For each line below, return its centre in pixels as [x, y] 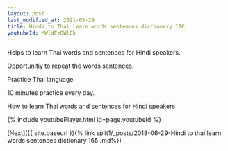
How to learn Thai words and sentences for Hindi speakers [91, 106]
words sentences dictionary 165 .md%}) [64, 141]
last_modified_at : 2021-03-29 [51, 20]
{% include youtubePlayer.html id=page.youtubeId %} [84, 120]
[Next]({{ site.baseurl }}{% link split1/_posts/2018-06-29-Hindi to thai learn [114, 133]
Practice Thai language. [41, 80]
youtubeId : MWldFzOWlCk [42, 33]
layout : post [26, 14]
